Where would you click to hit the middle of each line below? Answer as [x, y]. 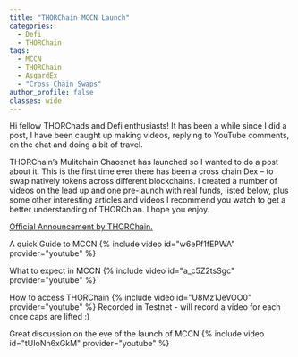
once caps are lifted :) [50, 317]
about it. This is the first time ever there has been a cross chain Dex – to [141, 171]
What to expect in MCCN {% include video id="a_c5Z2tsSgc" [122, 271]
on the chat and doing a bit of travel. [76, 145]
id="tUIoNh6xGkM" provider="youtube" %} [89, 344]
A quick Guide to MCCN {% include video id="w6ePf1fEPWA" [122, 244]
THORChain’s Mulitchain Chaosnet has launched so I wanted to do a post [144, 162]
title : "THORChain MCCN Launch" [69, 17]
